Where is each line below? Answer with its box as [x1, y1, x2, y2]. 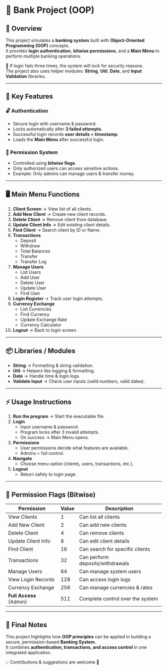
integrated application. [5, 650, 52, 656]
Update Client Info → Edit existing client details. [12, 222, 111, 228]
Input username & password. [20, 424, 79, 430]
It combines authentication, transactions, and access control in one [5, 644, 147, 650]
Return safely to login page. [20, 471, 77, 478]
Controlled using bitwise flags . [12, 160, 76, 166]
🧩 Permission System [5, 149, 58, 156]
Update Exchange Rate [20, 316, 67, 322]
